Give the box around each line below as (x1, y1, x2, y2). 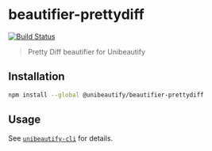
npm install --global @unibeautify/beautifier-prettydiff (8, 91, 204, 99)
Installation (8, 70, 65, 84)
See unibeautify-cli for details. (8, 134, 114, 143)
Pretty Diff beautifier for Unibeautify (27, 47, 145, 56)
